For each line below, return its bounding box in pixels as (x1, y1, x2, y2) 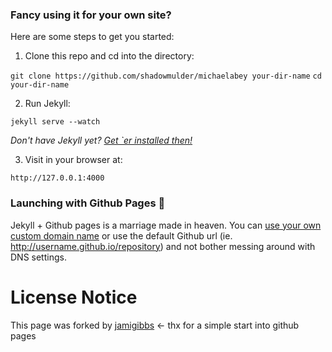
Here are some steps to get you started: (10, 31, 175, 43)
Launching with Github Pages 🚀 (10, 196, 166, 210)
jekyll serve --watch (10, 117, 101, 127)
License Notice (10, 286, 138, 308)
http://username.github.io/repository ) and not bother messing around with (10, 240, 316, 252)
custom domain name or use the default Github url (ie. (10, 229, 233, 242)
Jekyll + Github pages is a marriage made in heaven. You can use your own (10, 219, 322, 231)
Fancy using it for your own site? (10, 8, 172, 22)
